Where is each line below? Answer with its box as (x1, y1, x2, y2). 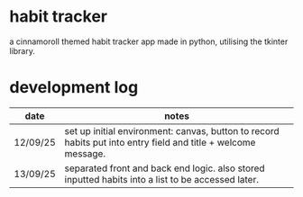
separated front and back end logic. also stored (64, 162, 265, 175)
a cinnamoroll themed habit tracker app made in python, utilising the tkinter (9, 36, 289, 47)
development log (9, 77, 139, 98)
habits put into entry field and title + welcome (64, 136, 256, 148)
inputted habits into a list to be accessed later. (64, 173, 260, 185)
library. (9, 45, 36, 56)
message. (64, 147, 106, 159)
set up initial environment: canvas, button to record (64, 124, 280, 137)
